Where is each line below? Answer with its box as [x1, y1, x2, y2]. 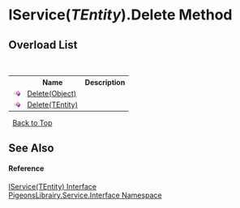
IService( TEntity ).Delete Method [8, 6, 233, 24]
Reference [8, 163, 45, 173]
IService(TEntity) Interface [8, 182, 97, 192]
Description [84, 77, 126, 87]
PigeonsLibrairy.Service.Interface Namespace [8, 190, 162, 200]
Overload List [8, 38, 78, 52]
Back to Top [11, 117, 53, 127]
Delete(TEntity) [27, 100, 79, 109]
